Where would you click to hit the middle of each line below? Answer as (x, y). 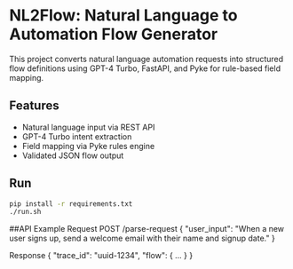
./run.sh (25, 212)
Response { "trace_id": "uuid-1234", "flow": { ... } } (101, 256)
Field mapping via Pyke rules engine (88, 146)
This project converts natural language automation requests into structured (146, 59)
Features (34, 106)
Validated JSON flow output (73, 155)
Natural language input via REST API (88, 127)
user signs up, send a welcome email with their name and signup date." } (142, 238)
